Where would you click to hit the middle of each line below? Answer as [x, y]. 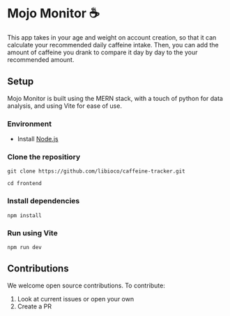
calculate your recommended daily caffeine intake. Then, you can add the [113, 45]
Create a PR [34, 306]
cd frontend [24, 184]
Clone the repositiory [44, 157]
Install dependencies [44, 201]
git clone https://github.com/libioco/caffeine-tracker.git [97, 171]
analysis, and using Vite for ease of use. [64, 106]
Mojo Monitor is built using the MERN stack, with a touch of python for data [115, 98]
